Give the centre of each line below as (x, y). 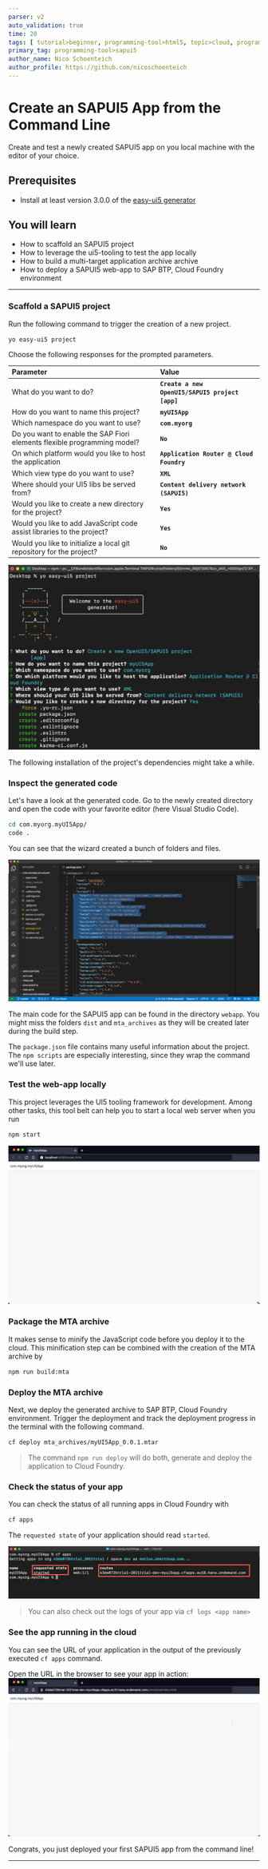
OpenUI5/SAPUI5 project (199, 393)
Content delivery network (203, 485)
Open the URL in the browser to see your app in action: (99, 1673)
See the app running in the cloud (73, 1632)
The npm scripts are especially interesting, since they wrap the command (129, 1056)
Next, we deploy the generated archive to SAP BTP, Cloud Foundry (118, 1410)
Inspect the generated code (63, 783)
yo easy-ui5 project (43, 340)
